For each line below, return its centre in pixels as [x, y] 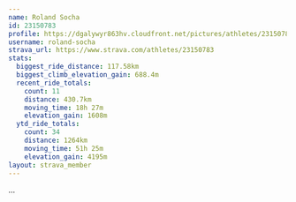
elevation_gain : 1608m [66, 116]
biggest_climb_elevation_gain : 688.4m [88, 75]
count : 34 [42, 132]
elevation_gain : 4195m [66, 157]
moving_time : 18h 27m [64, 108]
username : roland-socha [52, 42]
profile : [24, 34]
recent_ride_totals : [54, 83]
